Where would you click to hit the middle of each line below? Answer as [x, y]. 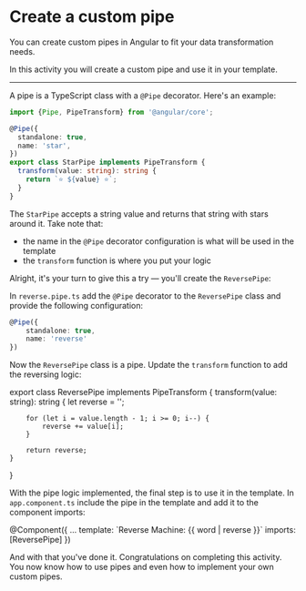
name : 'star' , [44, 146]
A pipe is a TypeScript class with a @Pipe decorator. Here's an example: [143, 95]
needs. [22, 51]
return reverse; [57, 451]
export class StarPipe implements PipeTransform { [107, 163]
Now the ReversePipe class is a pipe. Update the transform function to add [149, 365]
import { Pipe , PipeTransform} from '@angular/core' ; [112, 112]
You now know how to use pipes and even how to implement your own [142, 567]
